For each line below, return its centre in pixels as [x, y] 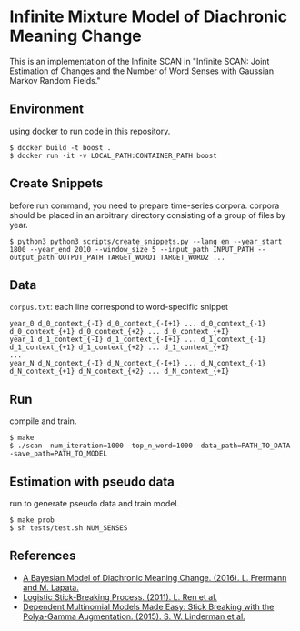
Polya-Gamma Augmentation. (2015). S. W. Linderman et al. [134, 616]
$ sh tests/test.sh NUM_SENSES [69, 528]
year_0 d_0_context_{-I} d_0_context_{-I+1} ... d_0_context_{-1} [138, 324]
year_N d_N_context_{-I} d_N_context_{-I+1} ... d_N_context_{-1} [138, 364]
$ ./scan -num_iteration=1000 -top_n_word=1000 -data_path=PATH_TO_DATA [150, 446]
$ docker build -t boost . [60, 147]
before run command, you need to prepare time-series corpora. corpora [145, 205]
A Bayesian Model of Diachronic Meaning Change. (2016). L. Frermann [155, 577]
